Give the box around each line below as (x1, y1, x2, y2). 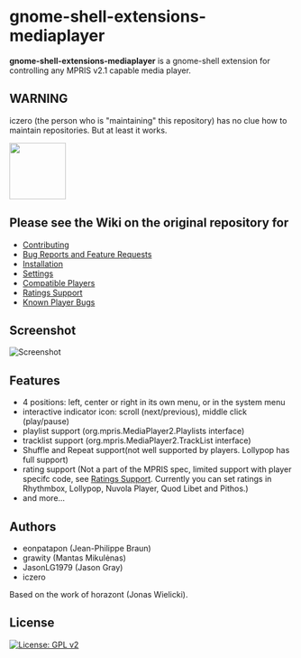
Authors (9, 519, 57, 534)
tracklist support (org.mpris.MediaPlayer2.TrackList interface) (22, 435, 251, 446)
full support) (22, 454, 69, 466)
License (9, 616, 55, 631)
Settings (22, 268, 54, 279)
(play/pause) (22, 416, 69, 427)
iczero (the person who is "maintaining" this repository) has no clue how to (9, 115, 287, 125)
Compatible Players (22, 277, 96, 288)
